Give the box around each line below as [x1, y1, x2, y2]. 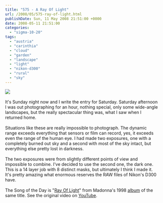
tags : [5, 35, 16, 40]
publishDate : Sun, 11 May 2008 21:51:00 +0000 [5, 16, 102, 21]
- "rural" [9, 71, 29, 76]
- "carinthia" [9, 44, 38, 48]
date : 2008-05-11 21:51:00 [5, 21, 60, 26]
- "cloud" [9, 48, 29, 53]
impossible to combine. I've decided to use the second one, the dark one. [5, 161, 154, 167]
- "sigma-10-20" [9, 30, 43, 35]
